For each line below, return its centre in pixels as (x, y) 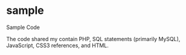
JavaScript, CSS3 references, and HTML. (57, 45)
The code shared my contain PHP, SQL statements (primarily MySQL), (93, 39)
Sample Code (23, 27)
